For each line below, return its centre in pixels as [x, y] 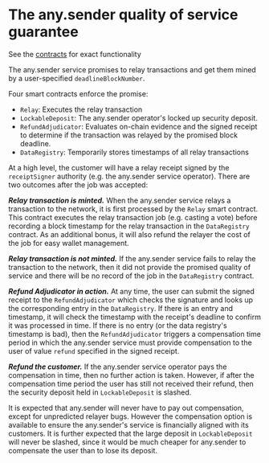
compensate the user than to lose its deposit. [83, 450]
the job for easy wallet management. [69, 243]
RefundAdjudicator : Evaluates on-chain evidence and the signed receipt [139, 126]
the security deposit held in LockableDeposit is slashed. [100, 392]
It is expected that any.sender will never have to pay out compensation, [126, 408]
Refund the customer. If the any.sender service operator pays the [118, 367]
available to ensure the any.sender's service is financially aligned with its [128, 424]
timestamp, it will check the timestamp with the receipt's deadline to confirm [134, 317]
